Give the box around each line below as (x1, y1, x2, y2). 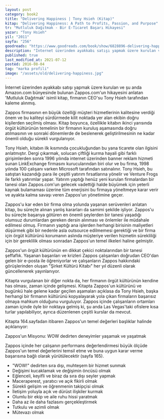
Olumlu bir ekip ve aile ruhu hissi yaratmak (12, 394, 98, 399)
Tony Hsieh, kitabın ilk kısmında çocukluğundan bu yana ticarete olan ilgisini (5, 145, 158, 151)
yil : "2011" (5, 35, 29, 40)
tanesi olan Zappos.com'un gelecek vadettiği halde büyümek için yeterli (5, 181, 150, 187)
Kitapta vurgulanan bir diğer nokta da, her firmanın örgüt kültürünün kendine (5, 277, 159, 283)
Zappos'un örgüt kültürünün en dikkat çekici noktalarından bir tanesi (5, 247, 143, 253)
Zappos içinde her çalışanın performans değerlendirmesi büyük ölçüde (5, 343, 148, 348)
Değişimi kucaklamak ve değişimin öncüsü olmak (12, 368, 111, 373)
